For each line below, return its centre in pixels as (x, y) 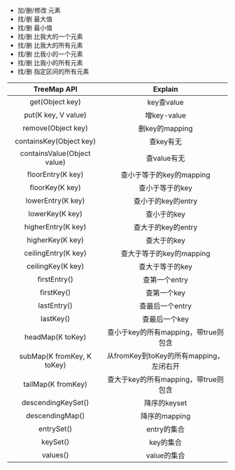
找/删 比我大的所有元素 (50, 45)
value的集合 (165, 455)
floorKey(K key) (56, 187)
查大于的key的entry (166, 227)
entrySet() (55, 429)
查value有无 (165, 158)
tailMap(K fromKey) (56, 384)
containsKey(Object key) (56, 141)
